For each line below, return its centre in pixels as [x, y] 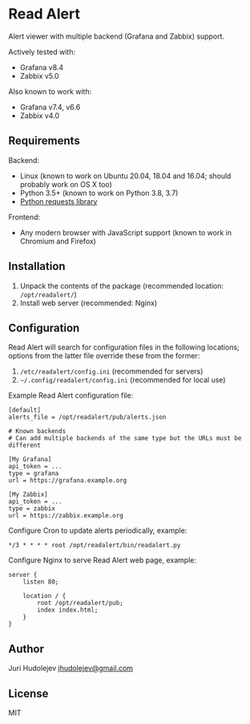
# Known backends [37, 432]
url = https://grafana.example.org [68, 481]
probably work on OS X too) [66, 184]
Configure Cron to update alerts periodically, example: [98, 530]
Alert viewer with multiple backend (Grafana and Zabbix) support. [117, 36]
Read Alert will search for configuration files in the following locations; [124, 347]
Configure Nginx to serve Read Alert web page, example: [102, 560]
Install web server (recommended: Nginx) [89, 303]
